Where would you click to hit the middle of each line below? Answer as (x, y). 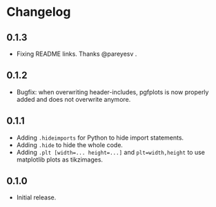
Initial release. (36, 197)
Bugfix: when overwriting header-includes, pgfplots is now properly (112, 92)
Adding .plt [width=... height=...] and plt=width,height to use (110, 152)
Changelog (39, 12)
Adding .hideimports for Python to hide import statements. (100, 138)
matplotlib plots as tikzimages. (60, 160)
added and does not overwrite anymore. (73, 99)
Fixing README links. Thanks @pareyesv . (77, 54)
